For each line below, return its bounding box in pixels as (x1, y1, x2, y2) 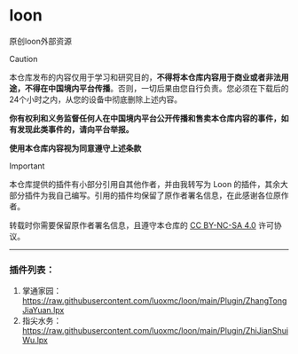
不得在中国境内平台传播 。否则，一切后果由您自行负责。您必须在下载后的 (24, 83, 289, 93)
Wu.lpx (21, 334, 49, 346)
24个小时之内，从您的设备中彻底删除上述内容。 (9, 94, 183, 105)
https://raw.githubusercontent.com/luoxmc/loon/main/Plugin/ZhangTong (21, 295, 287, 306)
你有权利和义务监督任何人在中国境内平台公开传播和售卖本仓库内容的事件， (9, 113, 281, 123)
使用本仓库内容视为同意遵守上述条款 (9, 143, 142, 153)
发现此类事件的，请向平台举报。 (16, 123, 134, 134)
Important (9, 161, 45, 171)
